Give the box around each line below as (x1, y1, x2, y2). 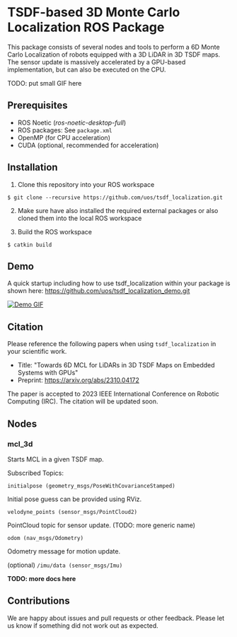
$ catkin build (7, 241, 52, 248)
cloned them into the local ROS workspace (17, 214, 142, 222)
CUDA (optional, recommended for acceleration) (17, 141, 159, 149)
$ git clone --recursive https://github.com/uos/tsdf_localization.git (7, 194, 223, 201)
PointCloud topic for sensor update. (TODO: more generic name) (7, 521, 196, 529)
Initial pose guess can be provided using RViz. (7, 495, 142, 503)
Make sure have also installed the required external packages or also (17, 206, 219, 214)
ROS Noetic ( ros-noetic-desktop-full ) (17, 118, 127, 127)
